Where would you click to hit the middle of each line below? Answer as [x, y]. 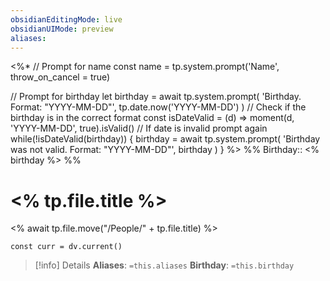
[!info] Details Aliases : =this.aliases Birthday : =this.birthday [164, 265]
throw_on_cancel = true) [60, 77]
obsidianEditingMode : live [66, 19]
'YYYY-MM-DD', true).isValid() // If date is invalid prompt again [139, 128]
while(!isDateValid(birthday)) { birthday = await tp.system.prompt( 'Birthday [165, 139]
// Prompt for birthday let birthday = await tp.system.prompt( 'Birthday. [156, 97]
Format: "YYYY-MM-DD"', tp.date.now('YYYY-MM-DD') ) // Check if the [158, 107]
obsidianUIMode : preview [62, 29]
